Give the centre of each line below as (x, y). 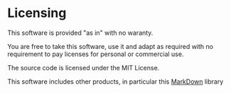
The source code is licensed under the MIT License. (84, 67)
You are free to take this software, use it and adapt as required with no (110, 46)
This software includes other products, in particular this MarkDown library (116, 81)
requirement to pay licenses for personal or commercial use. (96, 54)
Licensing (37, 13)
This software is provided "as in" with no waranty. (80, 33)
